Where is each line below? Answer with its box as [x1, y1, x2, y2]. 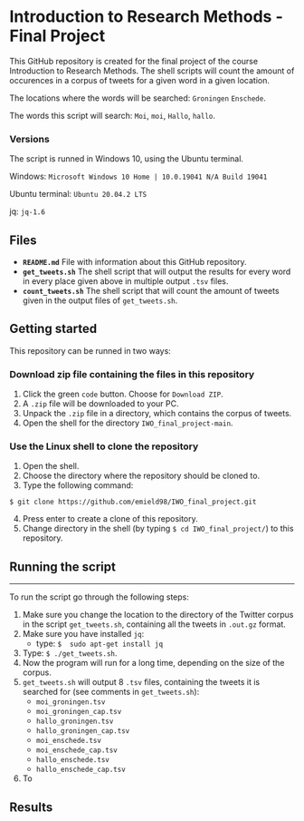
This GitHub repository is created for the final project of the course [9, 55, 259, 66]
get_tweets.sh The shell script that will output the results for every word [22, 266, 291, 278]
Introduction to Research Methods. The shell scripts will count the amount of [9, 65, 295, 76]
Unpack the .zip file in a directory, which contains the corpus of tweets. [22, 408, 292, 419]
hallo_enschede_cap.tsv [35, 765, 127, 775]
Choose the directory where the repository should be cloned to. [22, 470, 261, 482]
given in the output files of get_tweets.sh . [22, 295, 178, 306]
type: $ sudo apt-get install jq [35, 638, 164, 650]
